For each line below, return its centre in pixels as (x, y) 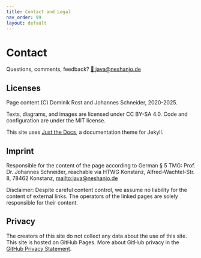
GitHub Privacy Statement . (39, 248)
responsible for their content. (42, 202)
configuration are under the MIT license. (56, 121)
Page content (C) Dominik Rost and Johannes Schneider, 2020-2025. (92, 103)
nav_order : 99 (24, 17)
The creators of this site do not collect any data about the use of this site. (97, 236)
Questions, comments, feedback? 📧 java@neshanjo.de (73, 69)
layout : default (26, 23)
